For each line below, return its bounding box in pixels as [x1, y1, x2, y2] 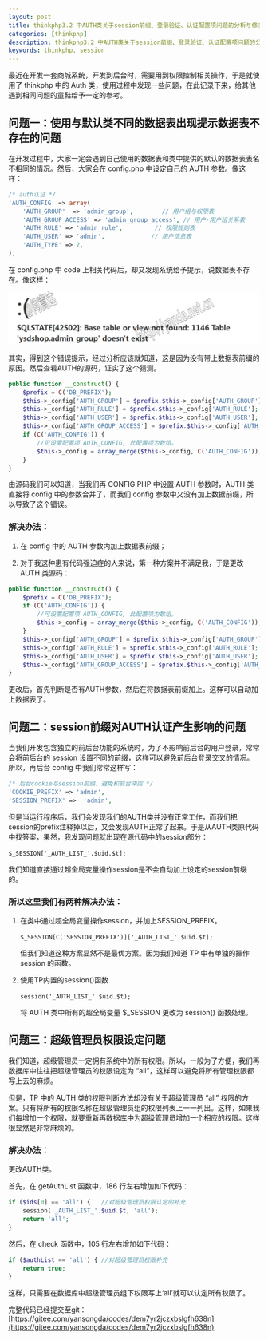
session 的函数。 [19, 959, 76, 968]
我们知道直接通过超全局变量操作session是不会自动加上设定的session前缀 [8, 864, 247, 874]
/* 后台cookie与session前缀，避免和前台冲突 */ [8, 780, 154, 788]
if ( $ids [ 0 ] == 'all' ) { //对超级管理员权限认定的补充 [8, 1198, 186, 1207]
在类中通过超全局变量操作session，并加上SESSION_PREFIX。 [19, 916, 222, 926]
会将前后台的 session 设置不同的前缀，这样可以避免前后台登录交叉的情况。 [8, 753, 254, 762]
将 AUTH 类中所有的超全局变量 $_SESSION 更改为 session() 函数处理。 [19, 1008, 253, 1018]
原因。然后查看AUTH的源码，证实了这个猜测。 [8, 363, 161, 373]
